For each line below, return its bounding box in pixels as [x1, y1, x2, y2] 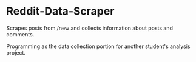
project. [6, 49, 26, 56]
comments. [6, 30, 35, 38]
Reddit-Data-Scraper [6, 4, 115, 18]
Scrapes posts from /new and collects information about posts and [6, 24, 173, 32]
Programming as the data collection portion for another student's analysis [6, 43, 191, 50]
